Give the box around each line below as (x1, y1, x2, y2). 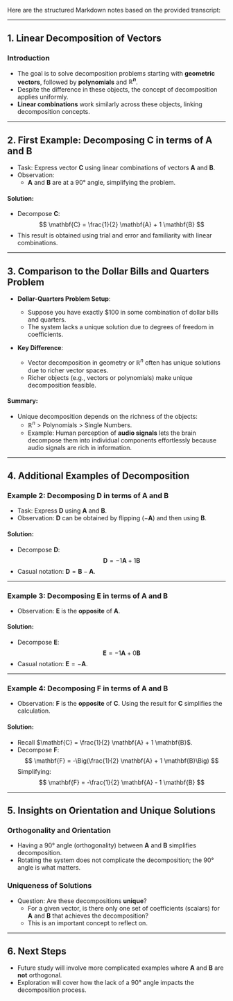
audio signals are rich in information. (27, 443, 132, 452)
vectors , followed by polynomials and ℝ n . (17, 76, 139, 86)
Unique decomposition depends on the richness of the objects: (17, 413, 198, 421)
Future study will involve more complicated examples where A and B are (17, 963, 224, 972)
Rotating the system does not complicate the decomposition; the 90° (17, 856, 214, 864)
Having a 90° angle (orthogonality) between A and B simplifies (17, 841, 196, 850)
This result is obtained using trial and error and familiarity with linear (17, 231, 213, 240)
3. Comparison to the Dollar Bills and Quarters (7, 265, 209, 277)
